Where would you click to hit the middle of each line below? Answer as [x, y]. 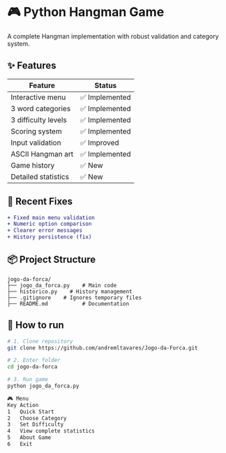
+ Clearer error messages [45, 231]
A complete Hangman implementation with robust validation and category [113, 36]
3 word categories [41, 108]
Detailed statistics [40, 176]
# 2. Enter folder [34, 360]
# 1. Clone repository [40, 341]
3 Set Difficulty [36, 425]
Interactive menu [38, 97]
